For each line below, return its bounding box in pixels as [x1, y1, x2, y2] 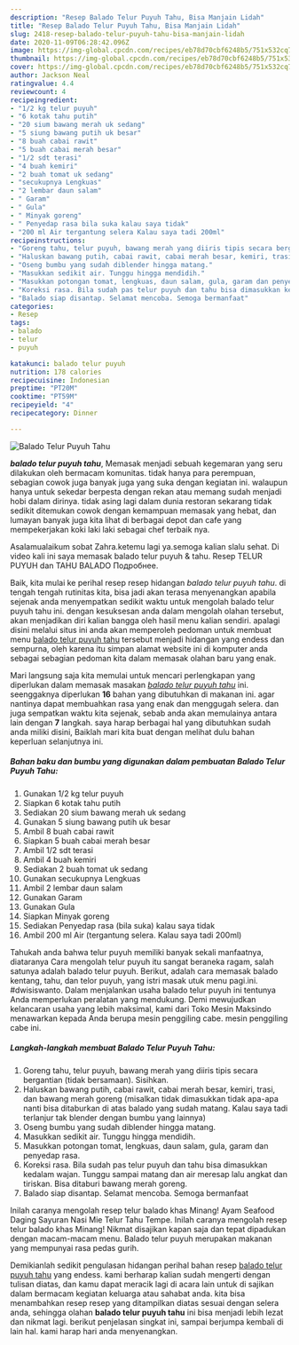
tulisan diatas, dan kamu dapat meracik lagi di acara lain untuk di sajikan [10, 1278, 274, 1289]
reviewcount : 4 [10, 87, 67, 96]
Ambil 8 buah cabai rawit [22, 826, 114, 836]
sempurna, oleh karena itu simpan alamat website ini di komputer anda [10, 643, 269, 653]
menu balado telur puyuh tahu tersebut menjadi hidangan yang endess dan [10, 634, 285, 645]
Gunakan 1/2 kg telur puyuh [22, 787, 124, 799]
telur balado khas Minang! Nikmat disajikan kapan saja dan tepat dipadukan [10, 1223, 287, 1234]
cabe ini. [10, 1022, 42, 1032]
